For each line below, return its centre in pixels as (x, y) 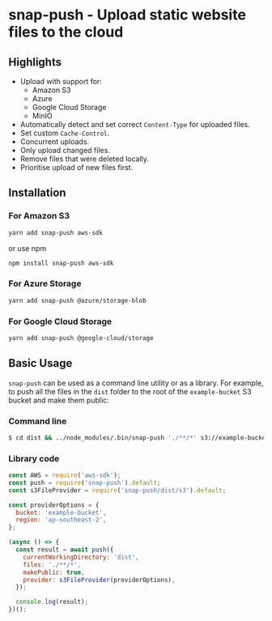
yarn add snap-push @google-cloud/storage (81, 338)
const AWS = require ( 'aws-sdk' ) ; (65, 475)
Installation (37, 193)
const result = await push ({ (65, 550)
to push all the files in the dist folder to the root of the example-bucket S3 (130, 391)
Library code (34, 458)
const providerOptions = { (54, 505)
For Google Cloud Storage (60, 321)
